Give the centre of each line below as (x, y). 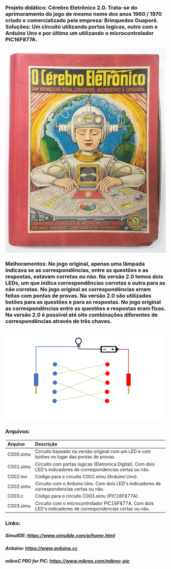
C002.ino (17, 476)
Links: (13, 523)
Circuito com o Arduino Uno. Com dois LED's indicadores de (98, 484)
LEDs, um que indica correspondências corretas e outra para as (85, 283)
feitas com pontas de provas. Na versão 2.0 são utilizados (78, 296)
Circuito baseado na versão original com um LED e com (93, 451)
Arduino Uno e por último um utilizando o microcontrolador (80, 33)
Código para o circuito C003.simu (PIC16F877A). (87, 496)
